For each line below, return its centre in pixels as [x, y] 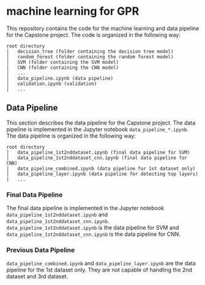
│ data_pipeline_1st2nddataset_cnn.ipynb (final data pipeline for [97, 158]
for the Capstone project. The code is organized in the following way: [93, 34]
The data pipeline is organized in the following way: [71, 136]
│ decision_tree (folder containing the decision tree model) [90, 51]
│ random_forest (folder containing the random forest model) [90, 57]
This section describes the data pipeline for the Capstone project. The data [101, 123]
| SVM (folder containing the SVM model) [63, 62]
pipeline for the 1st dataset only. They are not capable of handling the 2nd [99, 270]
